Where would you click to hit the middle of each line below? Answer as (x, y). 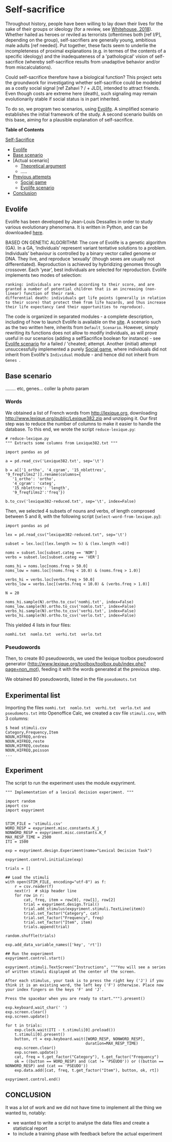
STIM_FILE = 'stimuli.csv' (34, 824)
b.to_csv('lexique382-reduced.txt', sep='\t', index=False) (71, 501)
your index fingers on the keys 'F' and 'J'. (55, 990)
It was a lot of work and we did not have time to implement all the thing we (84, 1107)
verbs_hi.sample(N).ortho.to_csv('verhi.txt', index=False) (71, 611)
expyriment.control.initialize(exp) (44, 860)
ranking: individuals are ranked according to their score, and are (80, 284)
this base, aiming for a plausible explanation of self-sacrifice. (70, 119)
